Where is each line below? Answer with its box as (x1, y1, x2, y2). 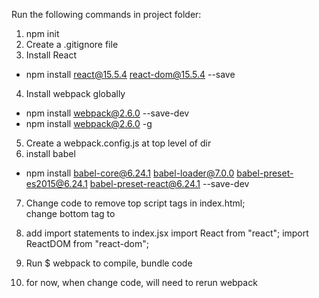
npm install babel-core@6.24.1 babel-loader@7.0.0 (25, 167, 235, 179)
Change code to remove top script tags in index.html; (25, 197, 246, 209)
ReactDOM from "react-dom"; (25, 238, 149, 249)
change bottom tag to (25, 208, 116, 219)
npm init (25, 28, 60, 39)
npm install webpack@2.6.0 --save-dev (25, 107, 190, 119)
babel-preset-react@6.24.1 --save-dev (89, 178, 250, 189)
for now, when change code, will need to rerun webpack (25, 277, 258, 288)
